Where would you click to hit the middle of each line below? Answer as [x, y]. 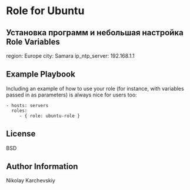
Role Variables [33, 41]
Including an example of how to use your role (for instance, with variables [95, 88]
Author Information [42, 167]
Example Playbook [41, 74]
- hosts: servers [27, 105]
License [21, 134]
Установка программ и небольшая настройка [95, 33]
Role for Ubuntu [45, 11]
